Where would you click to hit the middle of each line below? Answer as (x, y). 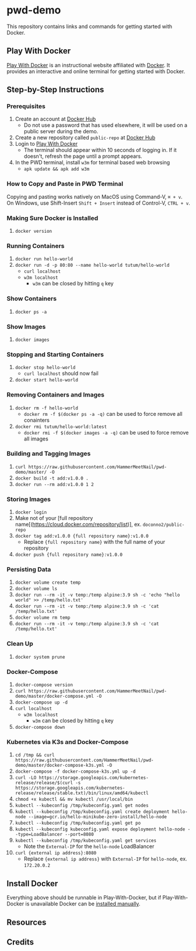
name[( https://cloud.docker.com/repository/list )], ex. (78, 525)
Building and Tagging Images (49, 454)
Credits (20, 942)
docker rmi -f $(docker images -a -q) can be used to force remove (106, 432)
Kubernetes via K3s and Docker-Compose (68, 742)
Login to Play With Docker (46, 144)
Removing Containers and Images (55, 395)
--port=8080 (79, 835)
